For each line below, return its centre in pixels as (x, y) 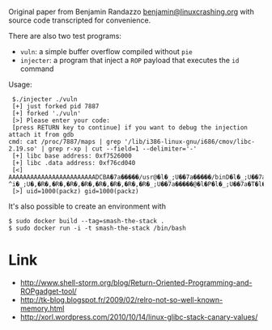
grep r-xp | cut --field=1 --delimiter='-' (123, 149)
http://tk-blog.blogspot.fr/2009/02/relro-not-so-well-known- (121, 299)
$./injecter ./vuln (45, 99)
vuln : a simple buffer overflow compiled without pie (106, 51)
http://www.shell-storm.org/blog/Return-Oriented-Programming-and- (136, 282)
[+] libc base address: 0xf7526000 (72, 156)
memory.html (42, 308)
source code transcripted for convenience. (80, 20)
